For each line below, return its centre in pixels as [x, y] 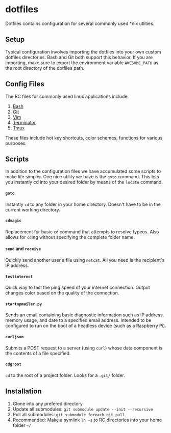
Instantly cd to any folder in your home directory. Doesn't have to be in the [83, 204]
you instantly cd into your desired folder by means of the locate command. [84, 182]
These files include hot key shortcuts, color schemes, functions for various [84, 138]
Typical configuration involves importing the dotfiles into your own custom [83, 51]
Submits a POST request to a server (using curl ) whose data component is [84, 348]
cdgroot [14, 364]
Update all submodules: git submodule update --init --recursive [83, 409]
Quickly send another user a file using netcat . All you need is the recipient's [85, 260]
